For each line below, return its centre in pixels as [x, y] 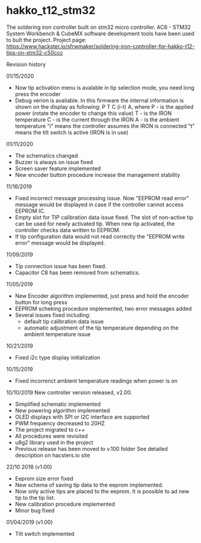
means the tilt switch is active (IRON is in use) [72, 132]
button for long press [41, 302]
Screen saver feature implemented [58, 168]
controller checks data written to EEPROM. [68, 230]
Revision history [26, 64]
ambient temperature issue [57, 334]
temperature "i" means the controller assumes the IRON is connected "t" [105, 126]
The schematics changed [46, 155]
